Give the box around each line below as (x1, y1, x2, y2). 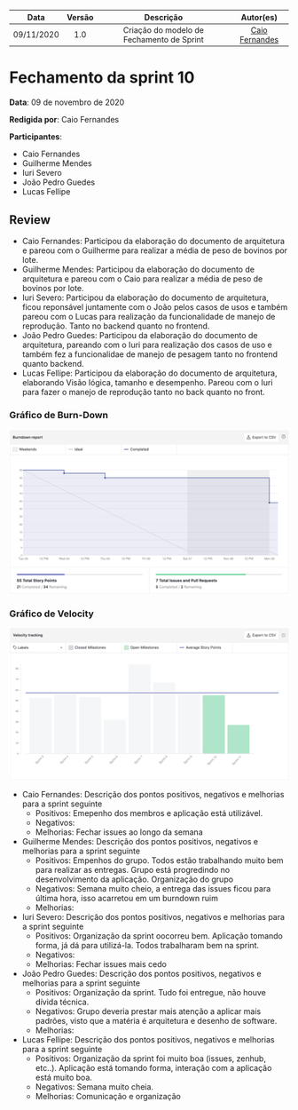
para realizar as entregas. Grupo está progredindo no (35, 864, 231, 875)
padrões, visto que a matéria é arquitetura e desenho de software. (35, 1015, 278, 1026)
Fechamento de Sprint (122, 34, 204, 44)
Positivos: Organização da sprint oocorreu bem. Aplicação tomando (35, 930, 284, 941)
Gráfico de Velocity (9, 607, 95, 620)
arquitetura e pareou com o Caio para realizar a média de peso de (21, 274, 263, 284)
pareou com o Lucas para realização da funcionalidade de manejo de (21, 312, 276, 321)
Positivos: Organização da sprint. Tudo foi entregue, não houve (35, 987, 266, 997)
